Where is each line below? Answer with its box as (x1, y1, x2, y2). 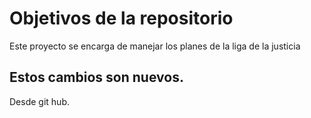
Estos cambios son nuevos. (9, 69, 184, 86)
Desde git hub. (9, 95, 70, 107)
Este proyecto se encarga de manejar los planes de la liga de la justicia (9, 40, 301, 52)
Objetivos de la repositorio (9, 7, 234, 30)
